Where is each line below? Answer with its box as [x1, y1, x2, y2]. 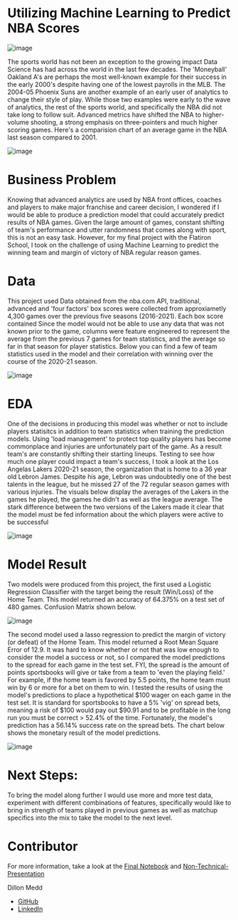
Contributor [7, 838, 78, 855]
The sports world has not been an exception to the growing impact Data [7, 57, 218, 65]
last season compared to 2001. [7, 133, 98, 142]
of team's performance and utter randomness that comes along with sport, [7, 226, 227, 234]
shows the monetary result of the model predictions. [7, 728, 161, 737]
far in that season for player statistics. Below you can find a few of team [7, 342, 218, 350]
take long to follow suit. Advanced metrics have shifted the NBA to [7, 110, 202, 119]
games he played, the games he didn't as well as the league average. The [7, 495, 223, 503]
